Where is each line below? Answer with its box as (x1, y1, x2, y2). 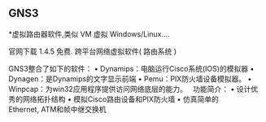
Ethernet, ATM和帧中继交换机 (8, 104, 107, 114)
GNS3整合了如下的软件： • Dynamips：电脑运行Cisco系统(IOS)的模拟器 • (8, 63, 255, 73)
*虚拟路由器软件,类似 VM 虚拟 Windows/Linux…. (8, 28, 170, 39)
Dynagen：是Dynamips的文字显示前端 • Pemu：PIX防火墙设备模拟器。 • (8, 73, 252, 84)
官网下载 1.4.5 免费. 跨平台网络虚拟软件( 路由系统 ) (8, 46, 177, 56)
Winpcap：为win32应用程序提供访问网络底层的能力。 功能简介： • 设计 (8, 84, 251, 94)
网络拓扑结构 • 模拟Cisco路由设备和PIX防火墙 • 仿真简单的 (22, 94, 220, 104)
